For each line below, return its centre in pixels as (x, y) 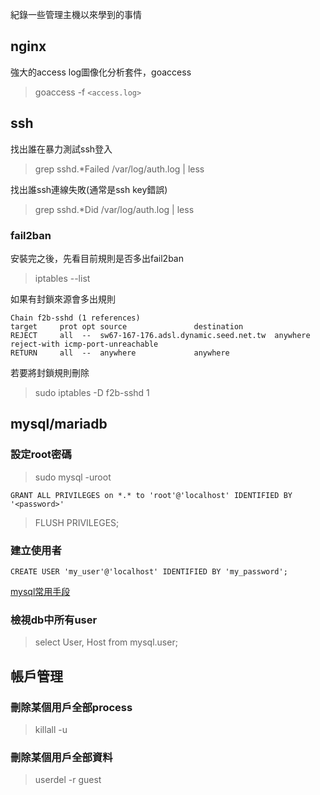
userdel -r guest (68, 780)
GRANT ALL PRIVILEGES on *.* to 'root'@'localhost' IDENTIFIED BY (151, 495)
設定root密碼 (41, 455)
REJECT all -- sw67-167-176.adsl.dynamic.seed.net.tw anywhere (160, 335)
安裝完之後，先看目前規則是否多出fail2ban (97, 258)
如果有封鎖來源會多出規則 (63, 299)
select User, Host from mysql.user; (106, 642)
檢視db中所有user (54, 620)
